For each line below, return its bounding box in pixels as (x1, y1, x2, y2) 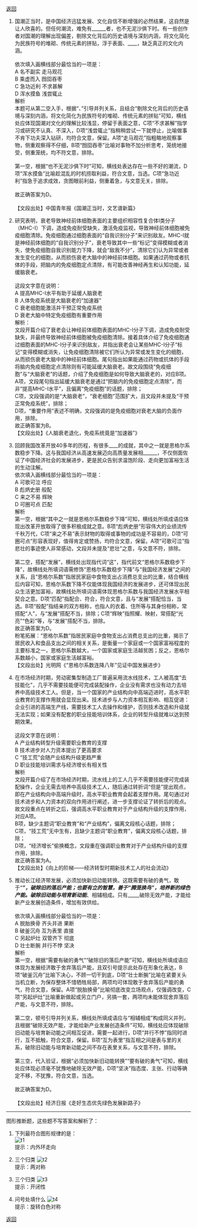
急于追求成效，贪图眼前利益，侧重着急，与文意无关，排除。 (27, 177, 171, 184)
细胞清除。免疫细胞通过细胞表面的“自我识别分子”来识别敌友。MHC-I (19, 232, 185, 238)
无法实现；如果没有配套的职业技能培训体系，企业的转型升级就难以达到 (14, 711, 185, 718)
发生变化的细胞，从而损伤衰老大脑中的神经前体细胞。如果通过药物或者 (14, 254, 185, 261)
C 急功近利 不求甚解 (14, 83, 63, 89)
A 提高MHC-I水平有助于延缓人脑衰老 (14, 290, 103, 296)
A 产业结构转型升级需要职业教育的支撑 (14, 739, 107, 746)
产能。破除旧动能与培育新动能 (14, 891, 87, 898)
